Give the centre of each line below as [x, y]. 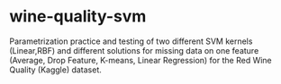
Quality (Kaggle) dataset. [55, 70]
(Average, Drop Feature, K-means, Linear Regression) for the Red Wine [140, 60]
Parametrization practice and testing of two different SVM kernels [131, 41]
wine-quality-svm [78, 17]
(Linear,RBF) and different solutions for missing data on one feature [134, 50]
